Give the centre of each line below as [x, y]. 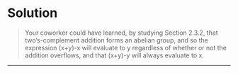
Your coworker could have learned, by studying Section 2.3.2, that [121, 33]
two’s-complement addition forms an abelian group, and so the [117, 40]
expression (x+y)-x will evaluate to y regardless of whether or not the [125, 47]
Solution [33, 13]
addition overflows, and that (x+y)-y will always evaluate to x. [114, 55]
